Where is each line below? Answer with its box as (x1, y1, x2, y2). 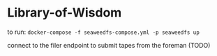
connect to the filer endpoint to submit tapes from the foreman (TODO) (7, 41, 211, 49)
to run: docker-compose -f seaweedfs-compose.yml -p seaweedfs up (7, 28, 200, 36)
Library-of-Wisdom (7, 5, 122, 21)
